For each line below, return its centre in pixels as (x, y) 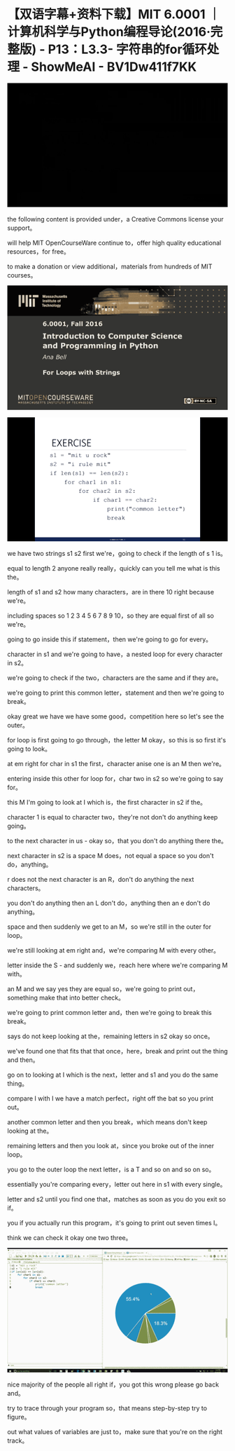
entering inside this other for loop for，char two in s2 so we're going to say (115, 779)
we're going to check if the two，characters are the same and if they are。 (115, 678)
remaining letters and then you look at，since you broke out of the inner (111, 1146)
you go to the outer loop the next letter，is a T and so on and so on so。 (111, 1170)
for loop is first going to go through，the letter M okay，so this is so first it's (116, 740)
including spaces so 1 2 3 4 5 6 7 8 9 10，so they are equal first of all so (111, 616)
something (23, 998)
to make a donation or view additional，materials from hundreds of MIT (110, 266)
